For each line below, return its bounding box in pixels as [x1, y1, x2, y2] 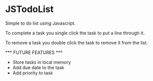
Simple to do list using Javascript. [5, 20, 76, 26]
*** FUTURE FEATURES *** [5, 49, 63, 55]
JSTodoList [5, 4, 54, 15]
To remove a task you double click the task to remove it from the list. [5, 39, 148, 46]
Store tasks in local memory [12, 59, 71, 65]
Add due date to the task [12, 64, 64, 70]
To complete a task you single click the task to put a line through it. [5, 30, 145, 36]
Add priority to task [12, 69, 53, 76]
